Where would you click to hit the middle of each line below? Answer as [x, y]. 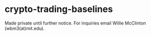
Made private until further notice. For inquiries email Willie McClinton [75, 23]
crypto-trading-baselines [59, 9]
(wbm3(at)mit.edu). [25, 28]
